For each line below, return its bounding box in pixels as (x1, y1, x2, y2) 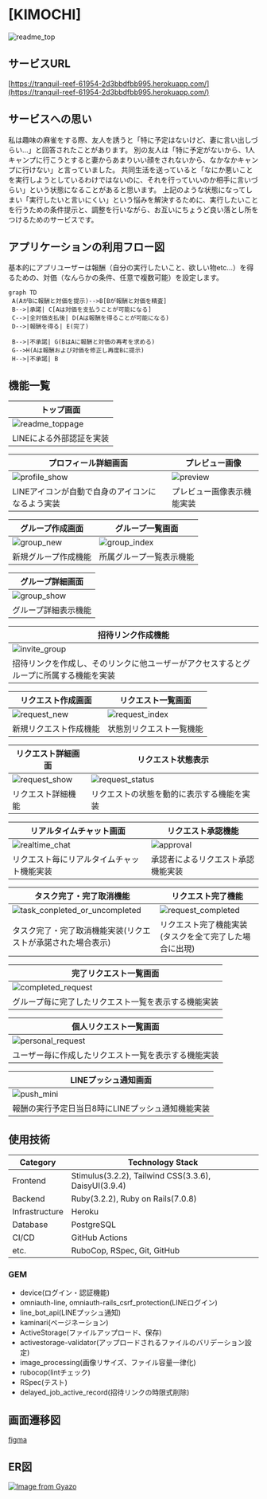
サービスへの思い (8, 112, 92, 126)
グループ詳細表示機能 (12, 604, 92, 616)
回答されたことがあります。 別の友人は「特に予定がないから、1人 (42, 145, 256, 155)
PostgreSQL (71, 1219, 117, 1229)
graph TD (8, 289, 37, 297)
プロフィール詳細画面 (48, 458, 129, 469)
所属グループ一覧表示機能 (99, 552, 195, 563)
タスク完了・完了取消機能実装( (12, 925, 127, 936)
